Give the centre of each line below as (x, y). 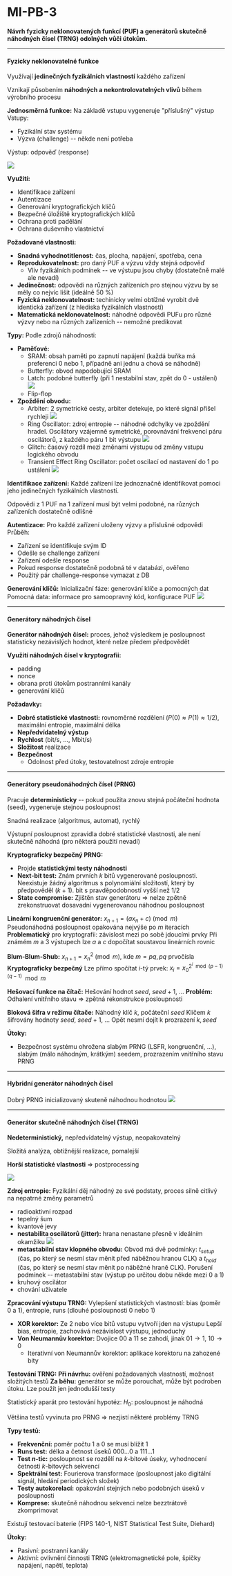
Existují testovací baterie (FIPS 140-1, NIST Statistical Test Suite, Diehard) (111, 1523)
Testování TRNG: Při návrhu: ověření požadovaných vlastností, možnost (110, 1374)
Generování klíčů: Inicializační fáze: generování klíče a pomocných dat (108, 589)
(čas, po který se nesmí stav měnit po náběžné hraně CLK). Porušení (115, 1267)
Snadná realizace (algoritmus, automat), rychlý (74, 820)
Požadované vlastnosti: (42, 242)
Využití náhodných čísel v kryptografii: (64, 655)
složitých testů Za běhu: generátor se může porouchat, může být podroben (114, 1381)
